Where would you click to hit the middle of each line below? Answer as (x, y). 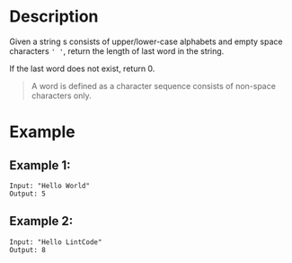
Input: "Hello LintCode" (56, 242)
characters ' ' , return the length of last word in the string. (117, 50)
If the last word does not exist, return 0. (82, 68)
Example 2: (41, 221)
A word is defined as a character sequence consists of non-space (154, 86)
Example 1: (40, 165)
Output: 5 (28, 194)
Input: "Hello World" (50, 186)
